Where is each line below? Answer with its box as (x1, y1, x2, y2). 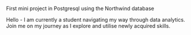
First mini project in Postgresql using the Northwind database (6, 5, 155, 12)
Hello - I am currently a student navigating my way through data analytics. (6, 16, 185, 23)
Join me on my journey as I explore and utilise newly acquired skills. (6, 23, 170, 29)
